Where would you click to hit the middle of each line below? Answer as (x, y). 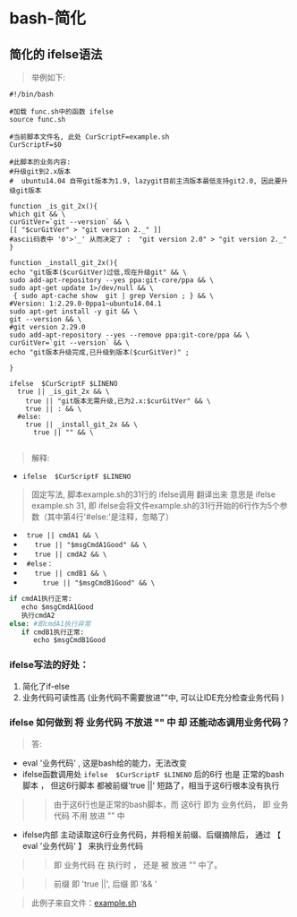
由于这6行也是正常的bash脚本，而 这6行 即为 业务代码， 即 (162, 804)
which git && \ (38, 214)
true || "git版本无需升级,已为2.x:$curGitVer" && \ (119, 401)
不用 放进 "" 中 (98, 815)
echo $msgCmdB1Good (69, 640)
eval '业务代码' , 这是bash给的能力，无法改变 (105, 763)
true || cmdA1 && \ (63, 536)
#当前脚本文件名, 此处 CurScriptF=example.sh (89, 137)
